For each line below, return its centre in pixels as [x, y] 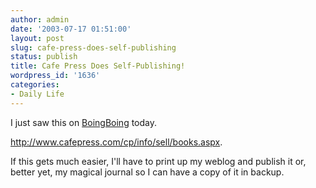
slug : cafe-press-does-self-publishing [93, 47]
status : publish [44, 57]
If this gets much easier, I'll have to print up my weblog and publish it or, [158, 161]
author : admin [40, 19]
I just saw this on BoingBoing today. [84, 122]
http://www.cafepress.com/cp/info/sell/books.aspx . [116, 142]
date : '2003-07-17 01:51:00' [71, 29]
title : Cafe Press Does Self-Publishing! [98, 66]
